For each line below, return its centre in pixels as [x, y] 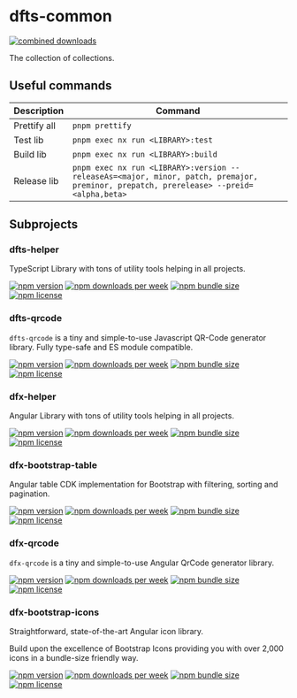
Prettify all [34, 126]
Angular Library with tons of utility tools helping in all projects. [122, 416]
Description [39, 111]
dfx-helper [33, 396]
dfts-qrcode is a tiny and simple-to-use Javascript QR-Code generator [138, 337]
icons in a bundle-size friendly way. [74, 657]
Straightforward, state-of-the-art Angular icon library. [107, 631]
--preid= [235, 185]
